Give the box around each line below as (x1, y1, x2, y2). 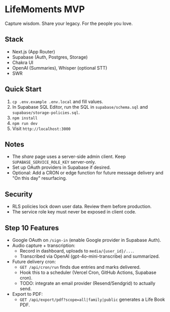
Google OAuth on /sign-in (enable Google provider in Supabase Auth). (12, 237, 161, 243)
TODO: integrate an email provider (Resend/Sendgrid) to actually (19, 280, 156, 286)
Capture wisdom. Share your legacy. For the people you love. (5, 20, 133, 26)
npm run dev (12, 121, 38, 126)
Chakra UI (12, 59, 34, 66)
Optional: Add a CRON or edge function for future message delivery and (12, 170, 164, 176)
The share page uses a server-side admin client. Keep (12, 153, 126, 160)
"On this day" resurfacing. (12, 175, 67, 181)
